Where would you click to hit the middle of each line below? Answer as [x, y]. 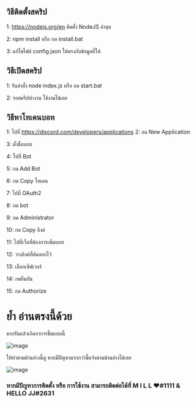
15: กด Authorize [27, 291]
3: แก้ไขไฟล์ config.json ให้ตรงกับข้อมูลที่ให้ [54, 51]
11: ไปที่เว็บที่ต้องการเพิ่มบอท [35, 242]
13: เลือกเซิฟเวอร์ [24, 267]
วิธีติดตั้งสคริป [27, 12]
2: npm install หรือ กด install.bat [45, 39]
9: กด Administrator [30, 218]
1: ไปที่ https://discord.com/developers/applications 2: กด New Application [98, 132]
